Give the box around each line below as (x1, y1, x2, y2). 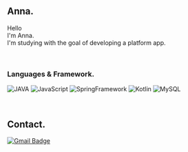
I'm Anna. (7, 31, 34, 39)
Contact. (7, 118, 46, 130)
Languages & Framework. (7, 69, 95, 79)
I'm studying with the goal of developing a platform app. (7, 38, 167, 47)
